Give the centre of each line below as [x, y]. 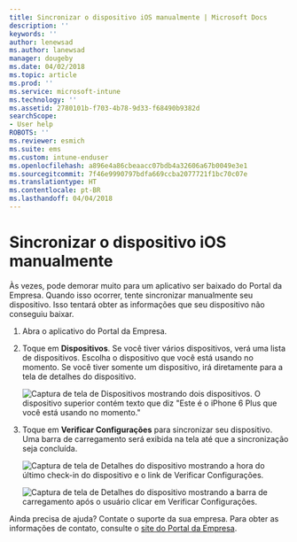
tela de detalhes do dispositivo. [79, 376]
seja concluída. [50, 448]
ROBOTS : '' [29, 133]
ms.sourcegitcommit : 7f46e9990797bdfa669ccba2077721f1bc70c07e [129, 174]
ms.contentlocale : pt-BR [55, 190]
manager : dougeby [41, 58]
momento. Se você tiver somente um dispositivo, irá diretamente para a [152, 367]
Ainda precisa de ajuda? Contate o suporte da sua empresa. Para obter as [144, 518]
